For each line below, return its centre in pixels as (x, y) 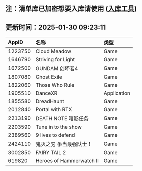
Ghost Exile (49, 77)
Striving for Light (55, 60)
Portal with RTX (54, 110)
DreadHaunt (50, 101)
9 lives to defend (55, 135)
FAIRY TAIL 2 (51, 153)
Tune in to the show (58, 127)
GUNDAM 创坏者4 (57, 69)
